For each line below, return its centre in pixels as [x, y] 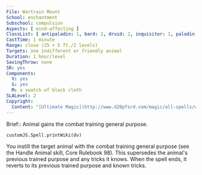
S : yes [20, 85]
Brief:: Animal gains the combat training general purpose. [77, 124]
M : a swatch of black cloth [47, 90]
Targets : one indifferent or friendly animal [64, 51]
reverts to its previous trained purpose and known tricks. [76, 165]
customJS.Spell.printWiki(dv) [44, 135]
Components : [21, 73]
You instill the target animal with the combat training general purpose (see [98, 146]
